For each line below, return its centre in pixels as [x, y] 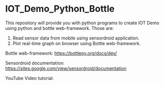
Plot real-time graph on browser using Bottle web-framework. [77, 43]
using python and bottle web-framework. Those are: [60, 28]
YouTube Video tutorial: [30, 78]
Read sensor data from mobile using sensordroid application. [76, 38]
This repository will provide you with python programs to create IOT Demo [82, 23]
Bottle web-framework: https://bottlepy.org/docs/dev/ [61, 53]
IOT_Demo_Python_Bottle [60, 9]
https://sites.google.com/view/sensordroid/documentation [66, 68]
